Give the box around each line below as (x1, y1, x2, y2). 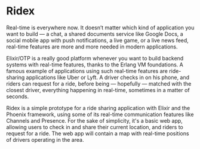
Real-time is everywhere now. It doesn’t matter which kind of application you (6, 24, 195, 31)
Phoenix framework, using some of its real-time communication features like (6, 111, 194, 118)
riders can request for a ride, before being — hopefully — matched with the (6, 80, 192, 87)
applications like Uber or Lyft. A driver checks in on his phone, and (26, 74, 190, 81)
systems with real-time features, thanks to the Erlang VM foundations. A (6, 61, 183, 68)
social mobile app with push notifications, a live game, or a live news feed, (6, 37, 189, 44)
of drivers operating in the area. (6, 136, 84, 143)
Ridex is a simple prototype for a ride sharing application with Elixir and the (6, 104, 190, 111)
